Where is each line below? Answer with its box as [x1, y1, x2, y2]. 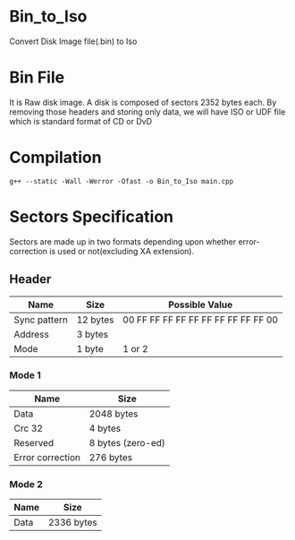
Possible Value [168, 298, 233, 311]
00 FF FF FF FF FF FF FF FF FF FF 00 [122, 313, 279, 326]
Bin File [9, 67, 65, 88]
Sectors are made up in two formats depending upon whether [9, 236, 237, 247]
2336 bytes [47, 517, 97, 529]
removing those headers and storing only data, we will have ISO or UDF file [9, 106, 286, 117]
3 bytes [76, 328, 109, 340]
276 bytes [88, 450, 132, 463]
